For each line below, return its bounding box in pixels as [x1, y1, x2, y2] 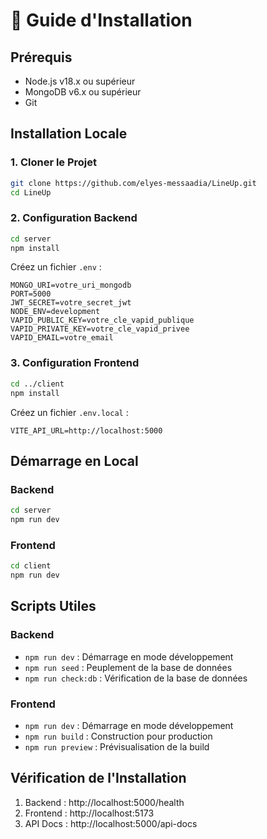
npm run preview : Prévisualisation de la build [24, 741, 210, 753]
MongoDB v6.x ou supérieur [24, 86, 142, 98]
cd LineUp [10, 187, 52, 198]
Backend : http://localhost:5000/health [24, 796, 185, 808]
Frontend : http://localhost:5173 [24, 807, 155, 819]
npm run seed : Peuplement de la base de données [24, 661, 233, 673]
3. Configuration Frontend [10, 356, 140, 370]
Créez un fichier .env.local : [10, 406, 129, 418]
